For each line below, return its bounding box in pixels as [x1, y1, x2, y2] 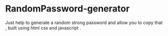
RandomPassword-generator [5, 3, 130, 14]
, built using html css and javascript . [5, 24, 82, 30]
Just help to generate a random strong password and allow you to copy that [5, 19, 163, 25]
